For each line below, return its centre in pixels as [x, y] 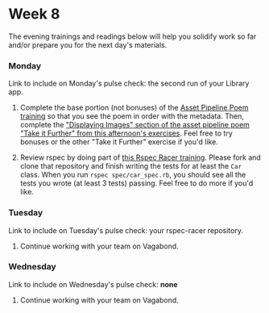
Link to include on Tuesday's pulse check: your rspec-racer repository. [126, 230]
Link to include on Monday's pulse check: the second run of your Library [129, 83]
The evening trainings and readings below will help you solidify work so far [132, 36]
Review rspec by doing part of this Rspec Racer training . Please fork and [141, 157]
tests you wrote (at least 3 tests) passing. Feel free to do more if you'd [137, 183]
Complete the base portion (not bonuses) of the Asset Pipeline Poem [134, 108]
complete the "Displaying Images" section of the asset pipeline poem [134, 125]
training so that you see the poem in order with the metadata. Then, [132, 116]
